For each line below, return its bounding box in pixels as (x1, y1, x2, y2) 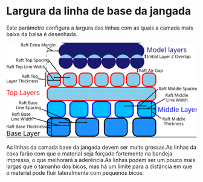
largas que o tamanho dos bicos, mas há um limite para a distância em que (6, 163, 192, 170)
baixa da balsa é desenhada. (6, 30, 78, 37)
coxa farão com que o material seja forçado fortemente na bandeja (6, 149, 173, 157)
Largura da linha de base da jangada (6, 4, 192, 18)
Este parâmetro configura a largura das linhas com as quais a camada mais (6, 24, 193, 31)
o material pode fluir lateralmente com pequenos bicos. (6, 169, 144, 176)
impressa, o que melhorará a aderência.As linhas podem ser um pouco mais (6, 156, 196, 163)
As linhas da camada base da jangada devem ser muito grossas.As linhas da (6, 143, 197, 151)
